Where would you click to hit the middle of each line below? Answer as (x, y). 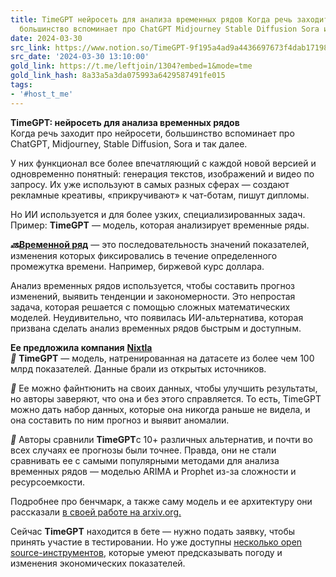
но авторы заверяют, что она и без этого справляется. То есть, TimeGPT (166, 398)
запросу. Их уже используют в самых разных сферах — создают (150, 184)
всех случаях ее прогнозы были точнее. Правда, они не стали (143, 450)
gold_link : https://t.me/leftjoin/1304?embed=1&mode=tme (131, 66)
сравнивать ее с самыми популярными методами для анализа (145, 460)
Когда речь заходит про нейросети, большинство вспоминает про (152, 133)
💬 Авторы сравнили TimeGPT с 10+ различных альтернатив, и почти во (161, 439)
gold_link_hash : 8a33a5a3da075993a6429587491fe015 (118, 76)
